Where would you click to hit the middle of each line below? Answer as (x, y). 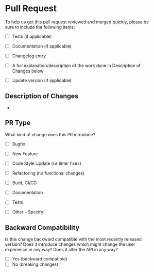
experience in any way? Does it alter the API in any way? (61, 250)
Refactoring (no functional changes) (48, 173)
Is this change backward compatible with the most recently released (73, 239)
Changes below (28, 71)
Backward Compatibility (42, 228)
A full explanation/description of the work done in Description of (76, 65)
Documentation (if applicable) (42, 46)
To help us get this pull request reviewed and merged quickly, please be (77, 22)
